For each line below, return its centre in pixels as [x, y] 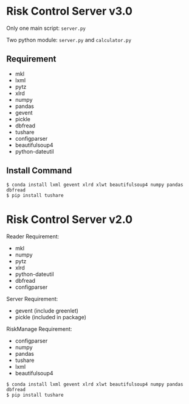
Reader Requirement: [33, 236]
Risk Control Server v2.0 [69, 219]
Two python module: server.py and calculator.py [69, 40]
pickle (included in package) [51, 317]
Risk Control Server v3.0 [69, 11]
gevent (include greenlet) [47, 310]
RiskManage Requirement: [39, 329]
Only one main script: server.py [46, 28]
